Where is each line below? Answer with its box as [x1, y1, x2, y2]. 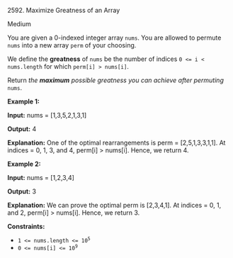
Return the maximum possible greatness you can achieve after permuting [7, 76, 225, 84]
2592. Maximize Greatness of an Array [7, 6, 120, 14]
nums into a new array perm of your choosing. [7, 41, 137, 49]
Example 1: [7, 97, 40, 106]
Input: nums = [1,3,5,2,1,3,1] [7, 111, 87, 119]
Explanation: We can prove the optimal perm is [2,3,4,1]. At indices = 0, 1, [7, 201, 222, 209]
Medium [7, 20, 32, 28]
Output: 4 [7, 125, 37, 133]
